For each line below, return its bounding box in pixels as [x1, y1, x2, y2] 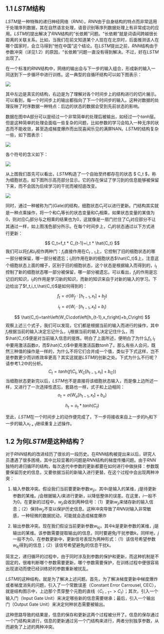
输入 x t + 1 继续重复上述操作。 [18, 421, 74, 428]
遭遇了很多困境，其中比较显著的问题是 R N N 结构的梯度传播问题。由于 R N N [9, 457, 156, 463]
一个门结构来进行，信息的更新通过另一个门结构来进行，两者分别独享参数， [5, 617, 155, 623]
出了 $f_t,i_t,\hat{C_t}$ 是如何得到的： [14, 283, 88, 289]
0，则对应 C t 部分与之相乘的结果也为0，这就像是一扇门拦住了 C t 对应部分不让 [5, 217, 156, 223]
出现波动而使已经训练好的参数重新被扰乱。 [5, 565, 91, 572]
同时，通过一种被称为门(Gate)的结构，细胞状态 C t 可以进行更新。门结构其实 [5, 202, 155, 210]
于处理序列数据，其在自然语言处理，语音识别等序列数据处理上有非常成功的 [5, 24, 155, 30]
